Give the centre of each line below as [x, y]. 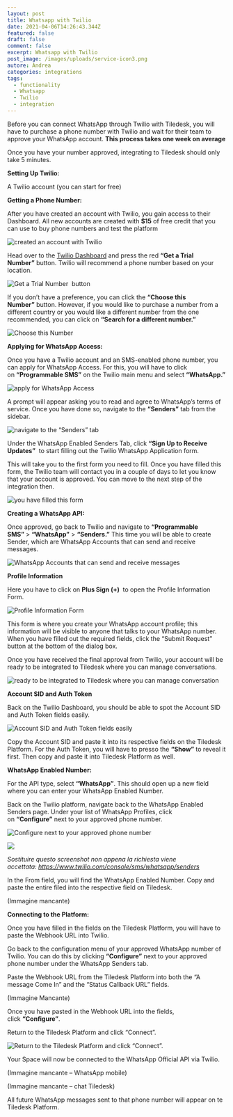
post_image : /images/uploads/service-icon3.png [78, 59]
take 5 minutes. [29, 159]
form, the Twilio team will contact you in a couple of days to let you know [112, 471]
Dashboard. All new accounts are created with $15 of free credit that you [111, 221]
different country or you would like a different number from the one [103, 312]
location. [20, 270]
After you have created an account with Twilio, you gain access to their [109, 214]
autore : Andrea [29, 65]
